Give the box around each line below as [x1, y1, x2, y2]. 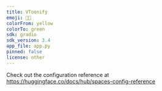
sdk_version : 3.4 [6, 37, 51, 43]
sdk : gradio [6, 32, 37, 38]
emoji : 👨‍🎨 [6, 15, 32, 21]
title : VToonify [6, 9, 48, 15]
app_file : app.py [6, 43, 51, 49]
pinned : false [6, 49, 43, 55]
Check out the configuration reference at [6, 71, 109, 78]
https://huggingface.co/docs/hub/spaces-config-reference [6, 78, 156, 85]
